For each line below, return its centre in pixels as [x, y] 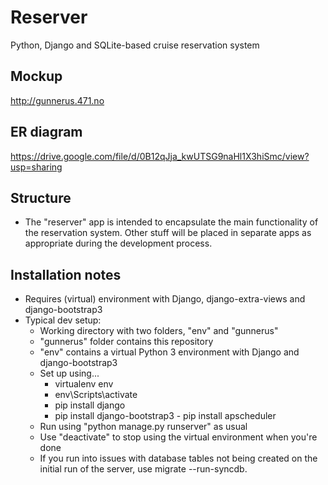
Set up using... [69, 373]
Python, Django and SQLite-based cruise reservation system [135, 45]
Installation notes [66, 274]
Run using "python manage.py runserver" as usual [143, 427]
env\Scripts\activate [96, 395]
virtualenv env [84, 384]
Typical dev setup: [63, 320]
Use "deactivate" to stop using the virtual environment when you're [178, 437]
